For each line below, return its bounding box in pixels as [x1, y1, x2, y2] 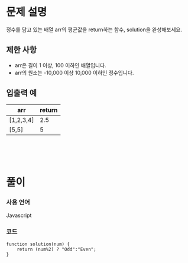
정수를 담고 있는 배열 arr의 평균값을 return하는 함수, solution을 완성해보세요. [6, 26, 183, 33]
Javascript [6, 212, 32, 219]
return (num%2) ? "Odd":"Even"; [17, 246, 96, 252]
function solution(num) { [6, 241, 70, 248]
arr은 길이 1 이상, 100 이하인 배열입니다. [14, 61, 106, 68]
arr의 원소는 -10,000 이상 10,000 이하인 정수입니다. [14, 69, 134, 76]
